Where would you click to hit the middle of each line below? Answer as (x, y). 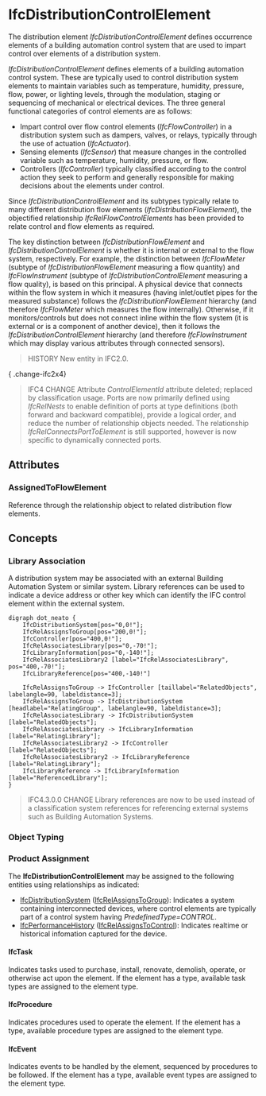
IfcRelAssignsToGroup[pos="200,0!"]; (85, 632)
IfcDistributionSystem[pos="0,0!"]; (83, 625)
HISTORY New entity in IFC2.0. (78, 358)
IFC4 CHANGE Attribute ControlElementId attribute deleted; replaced (140, 389)
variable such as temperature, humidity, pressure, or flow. (114, 160)
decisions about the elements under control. (92, 185)
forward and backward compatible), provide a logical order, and (132, 414)
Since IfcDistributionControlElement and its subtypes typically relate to (124, 201)
